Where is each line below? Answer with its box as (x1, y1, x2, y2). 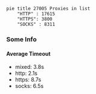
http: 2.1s (14, 69, 38, 77)
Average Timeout (6, 50, 51, 57)
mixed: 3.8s (14, 63, 44, 71)
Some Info (6, 35, 37, 43)
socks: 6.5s (14, 83, 44, 90)
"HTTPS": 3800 (17, 16, 53, 22)
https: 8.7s (14, 76, 42, 83)
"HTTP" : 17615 (17, 11, 56, 17)
